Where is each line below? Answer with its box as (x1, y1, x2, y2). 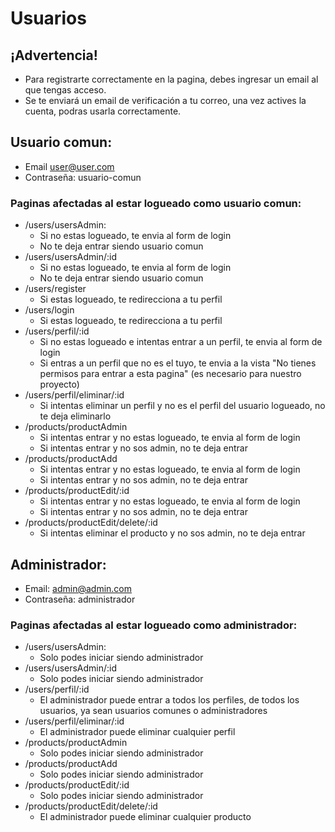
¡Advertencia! (10, 47, 98, 64)
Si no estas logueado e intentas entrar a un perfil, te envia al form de (39, 336, 323, 348)
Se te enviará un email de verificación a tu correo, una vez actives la (24, 95, 307, 106)
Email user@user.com (24, 160, 115, 172)
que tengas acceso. (24, 84, 107, 96)
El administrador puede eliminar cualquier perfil (39, 726, 236, 738)
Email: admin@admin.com (24, 582, 133, 594)
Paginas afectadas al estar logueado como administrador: (10, 618, 298, 632)
